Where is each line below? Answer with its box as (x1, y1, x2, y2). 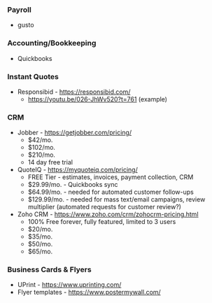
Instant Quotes (7, 71, 59, 81)
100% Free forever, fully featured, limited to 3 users (27, 218, 176, 226)
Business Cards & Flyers (7, 265, 92, 274)
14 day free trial (27, 158, 73, 167)
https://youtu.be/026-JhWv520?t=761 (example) (27, 94, 168, 103)
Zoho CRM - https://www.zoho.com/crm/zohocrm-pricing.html (17, 210, 199, 218)
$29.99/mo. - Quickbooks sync (27, 181, 118, 189)
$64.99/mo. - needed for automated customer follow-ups (27, 188, 194, 197)
